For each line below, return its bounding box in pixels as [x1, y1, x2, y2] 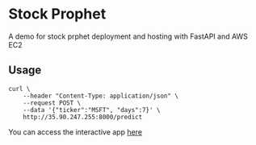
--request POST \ [23, 98, 82, 107]
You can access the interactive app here [8, 126, 143, 137]
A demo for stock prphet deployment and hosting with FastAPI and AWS [8, 31, 249, 41]
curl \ [8, 85, 31, 93]
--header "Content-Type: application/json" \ [23, 92, 179, 100]
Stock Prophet [8, 5, 107, 23]
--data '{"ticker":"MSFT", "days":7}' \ [23, 106, 161, 114]
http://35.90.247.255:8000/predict [23, 113, 143, 121]
